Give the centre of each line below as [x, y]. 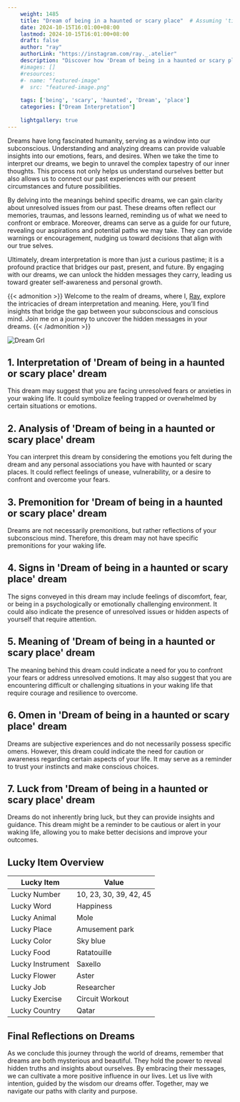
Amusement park [105, 929]
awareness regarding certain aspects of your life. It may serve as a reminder [120, 758]
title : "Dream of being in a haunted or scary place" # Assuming [121, 21]
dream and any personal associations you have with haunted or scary [110, 464]
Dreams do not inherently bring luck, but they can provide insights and [111, 817]
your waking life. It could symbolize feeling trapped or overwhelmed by [112, 399]
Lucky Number [36, 895]
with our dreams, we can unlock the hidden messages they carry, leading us [120, 274]
